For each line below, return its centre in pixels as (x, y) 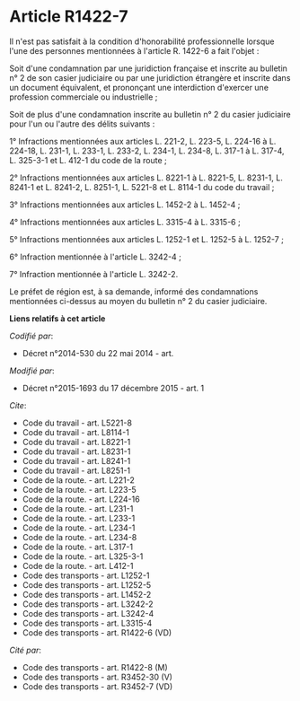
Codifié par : (31, 336)
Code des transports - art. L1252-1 (86, 575)
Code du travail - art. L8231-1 (76, 451)
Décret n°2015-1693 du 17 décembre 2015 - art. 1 (113, 388)
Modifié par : (32, 371)
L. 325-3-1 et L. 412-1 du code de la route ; (88, 160)
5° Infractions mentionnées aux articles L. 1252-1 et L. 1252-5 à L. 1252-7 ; (147, 239)
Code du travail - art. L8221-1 (76, 442)
